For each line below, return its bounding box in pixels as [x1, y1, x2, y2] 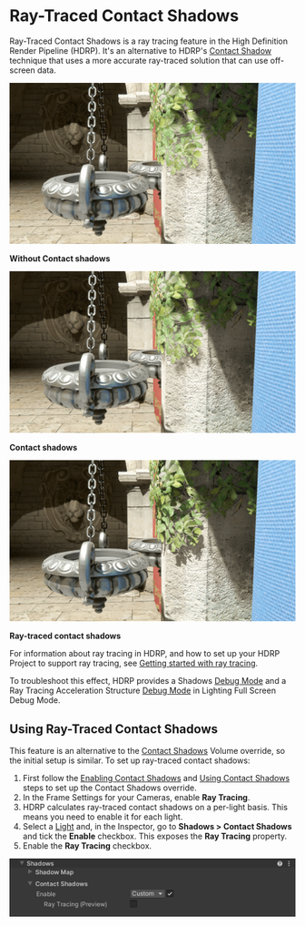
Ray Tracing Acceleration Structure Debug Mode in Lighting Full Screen [9, 685, 277, 697]
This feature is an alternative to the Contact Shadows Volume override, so [9, 746, 286, 757]
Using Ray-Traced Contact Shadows [9, 721, 218, 737]
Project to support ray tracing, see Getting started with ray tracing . [9, 657, 259, 669]
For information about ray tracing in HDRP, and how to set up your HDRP [9, 648, 280, 659]
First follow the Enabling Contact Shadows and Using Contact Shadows [22, 773, 290, 784]
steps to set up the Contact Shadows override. [22, 782, 197, 793]
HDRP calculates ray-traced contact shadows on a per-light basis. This [22, 802, 289, 813]
